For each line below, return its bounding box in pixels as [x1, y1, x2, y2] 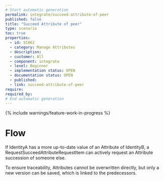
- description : [10, 49, 42, 54]
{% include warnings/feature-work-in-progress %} [5, 110, 111, 116]
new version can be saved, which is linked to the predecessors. [5, 170, 137, 176]
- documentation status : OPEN [10, 73, 73, 78]
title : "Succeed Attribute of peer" [5, 21, 82, 27]
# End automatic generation [5, 96, 64, 101]
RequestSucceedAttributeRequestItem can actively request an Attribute [5, 149, 153, 156]
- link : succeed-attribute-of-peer [10, 82, 85, 87]
